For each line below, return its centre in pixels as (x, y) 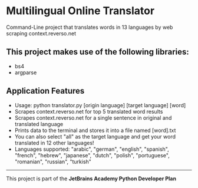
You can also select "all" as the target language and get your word (95, 136)
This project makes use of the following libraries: (98, 52)
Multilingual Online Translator (80, 11)
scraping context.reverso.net (41, 33)
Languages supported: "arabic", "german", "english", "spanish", (92, 149)
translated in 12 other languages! (54, 143)
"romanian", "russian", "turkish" (53, 161)
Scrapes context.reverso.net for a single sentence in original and (93, 118)
